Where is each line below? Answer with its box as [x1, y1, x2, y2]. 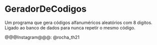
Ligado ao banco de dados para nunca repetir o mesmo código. [4, 24, 136, 30]
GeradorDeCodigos [4, 3, 87, 15]
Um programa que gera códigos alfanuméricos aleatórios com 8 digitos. [4, 20, 153, 25]
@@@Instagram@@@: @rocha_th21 [4, 34, 80, 40]
